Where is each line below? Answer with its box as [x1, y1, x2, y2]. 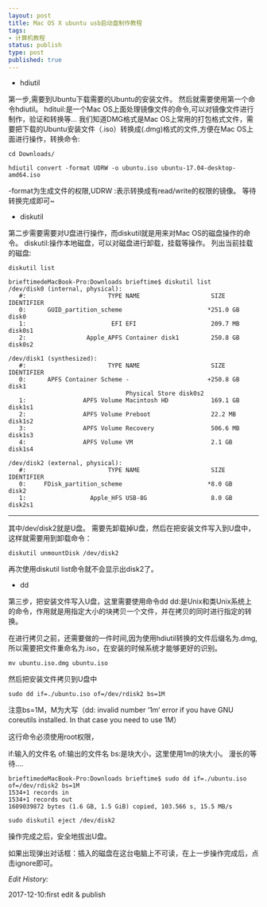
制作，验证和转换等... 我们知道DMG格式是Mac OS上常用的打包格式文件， [8, 114, 247, 123]
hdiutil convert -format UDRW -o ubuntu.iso [8, 164, 158, 172]
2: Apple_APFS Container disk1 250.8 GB [18, 334, 240, 342]
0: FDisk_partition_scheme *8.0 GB [18, 479, 233, 488]
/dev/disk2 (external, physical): [8, 459, 123, 467]
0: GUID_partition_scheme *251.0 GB [18, 306, 240, 314]
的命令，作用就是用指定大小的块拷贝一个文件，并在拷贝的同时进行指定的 [8, 606, 245, 616]
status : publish [8, 41, 62, 49]
